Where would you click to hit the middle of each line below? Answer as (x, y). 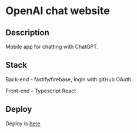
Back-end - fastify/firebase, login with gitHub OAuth (68, 79)
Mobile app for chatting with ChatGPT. (52, 46)
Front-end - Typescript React (41, 91)
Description (27, 33)
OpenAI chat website (58, 11)
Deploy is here (23, 123)
